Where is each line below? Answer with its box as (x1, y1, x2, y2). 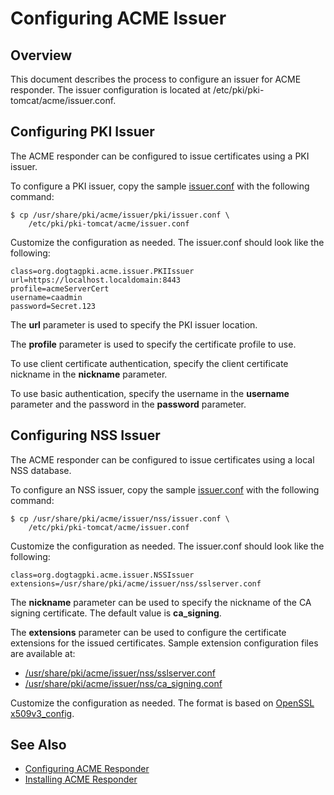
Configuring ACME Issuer (10, 7, 227, 30)
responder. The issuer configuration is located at (10, 84, 212, 96)
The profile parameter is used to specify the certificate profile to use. (10, 338, 297, 350)
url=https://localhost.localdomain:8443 (10, 275, 182, 285)
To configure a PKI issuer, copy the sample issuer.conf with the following (10, 180, 310, 192)
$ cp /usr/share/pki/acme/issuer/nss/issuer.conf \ (10, 513, 230, 524)
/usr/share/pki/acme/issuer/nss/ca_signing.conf (24, 677, 223, 689)
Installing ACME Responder (24, 773, 138, 786)
